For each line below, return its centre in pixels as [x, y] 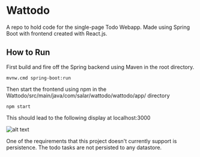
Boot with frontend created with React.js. [57, 33]
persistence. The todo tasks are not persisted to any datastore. [84, 147]
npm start [19, 106]
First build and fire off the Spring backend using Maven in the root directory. [100, 67]
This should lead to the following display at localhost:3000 [78, 117]
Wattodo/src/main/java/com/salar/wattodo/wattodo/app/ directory [88, 95]
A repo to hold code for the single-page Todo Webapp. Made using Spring [98, 27]
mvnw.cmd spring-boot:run [38, 78]
